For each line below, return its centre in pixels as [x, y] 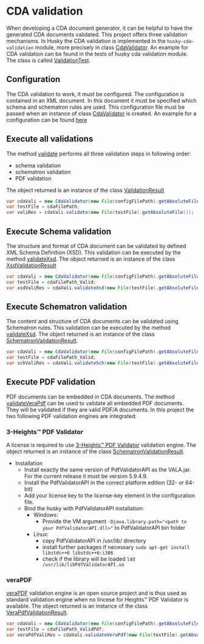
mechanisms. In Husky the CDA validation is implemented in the [86, 41]
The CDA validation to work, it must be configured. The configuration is [95, 94]
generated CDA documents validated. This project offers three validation [97, 34]
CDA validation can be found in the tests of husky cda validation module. [97, 53]
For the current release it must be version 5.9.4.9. [86, 476]
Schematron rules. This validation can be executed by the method [89, 328]
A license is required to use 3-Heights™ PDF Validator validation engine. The [101, 445]
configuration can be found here [47, 120]
